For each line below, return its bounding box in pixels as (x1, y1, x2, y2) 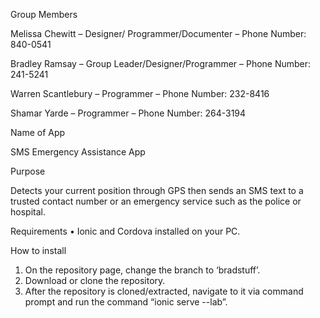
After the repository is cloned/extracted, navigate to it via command (24, 285, 304, 297)
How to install (10, 245, 67, 256)
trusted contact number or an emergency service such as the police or (10, 195, 302, 207)
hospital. (10, 206, 46, 218)
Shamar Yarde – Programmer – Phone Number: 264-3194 (10, 107, 247, 119)
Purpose (10, 165, 46, 177)
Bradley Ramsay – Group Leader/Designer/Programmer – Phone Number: (10, 58, 312, 69)
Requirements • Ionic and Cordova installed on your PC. (10, 225, 241, 237)
